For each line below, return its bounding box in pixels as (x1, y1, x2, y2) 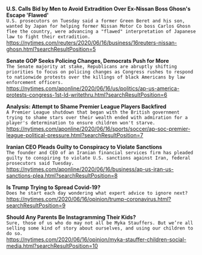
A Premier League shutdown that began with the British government (6, 109, 180, 115)
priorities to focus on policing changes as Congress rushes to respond (6, 69, 194, 75)
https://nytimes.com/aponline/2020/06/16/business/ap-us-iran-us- (6, 166, 174, 173)
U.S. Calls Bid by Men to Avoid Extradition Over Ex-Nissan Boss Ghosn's (6, 5, 191, 12)
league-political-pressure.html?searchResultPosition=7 (6, 132, 143, 138)
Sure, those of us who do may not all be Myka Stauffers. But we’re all (6, 220, 194, 226)
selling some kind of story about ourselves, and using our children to (6, 225, 194, 231)
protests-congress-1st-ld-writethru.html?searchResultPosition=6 (6, 91, 168, 98)
